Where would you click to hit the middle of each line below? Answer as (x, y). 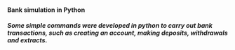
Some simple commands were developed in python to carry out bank (110, 26)
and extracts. (27, 40)
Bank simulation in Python (46, 10)
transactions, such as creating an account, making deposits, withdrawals (117, 33)
